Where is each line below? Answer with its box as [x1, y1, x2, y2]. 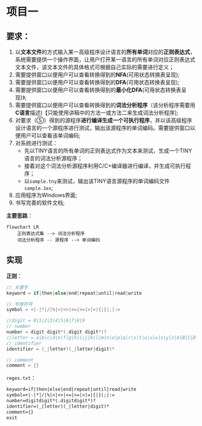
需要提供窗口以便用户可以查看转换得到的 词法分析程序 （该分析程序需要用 [15, 101, 195, 109]
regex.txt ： [6, 374, 36, 382]
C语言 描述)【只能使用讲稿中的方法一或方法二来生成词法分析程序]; [15, 109, 178, 116]
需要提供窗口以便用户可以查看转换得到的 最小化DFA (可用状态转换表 [15, 86, 181, 94]
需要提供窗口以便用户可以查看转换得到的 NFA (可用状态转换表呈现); [15, 71, 180, 78]
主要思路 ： [6, 212, 33, 219]
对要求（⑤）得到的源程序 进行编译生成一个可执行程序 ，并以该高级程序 [15, 117, 192, 124]
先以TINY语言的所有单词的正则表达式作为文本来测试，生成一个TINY [24, 147, 192, 154]
